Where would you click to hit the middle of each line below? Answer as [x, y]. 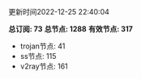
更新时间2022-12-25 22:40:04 [59, 12]
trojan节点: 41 [43, 46]
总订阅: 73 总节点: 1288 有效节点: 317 [71, 29]
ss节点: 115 [38, 56]
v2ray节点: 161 [44, 66]
